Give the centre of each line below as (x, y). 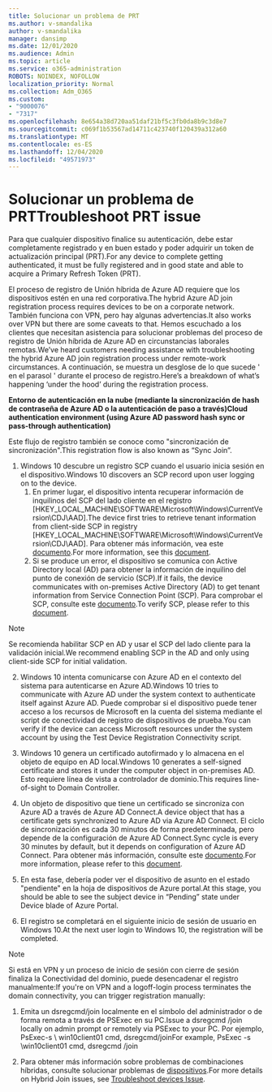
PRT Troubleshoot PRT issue (105, 217)
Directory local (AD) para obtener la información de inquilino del (139, 570)
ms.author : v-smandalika (50, 24)
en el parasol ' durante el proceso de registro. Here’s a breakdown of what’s (134, 376)
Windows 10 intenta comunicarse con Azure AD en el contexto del (131, 677)
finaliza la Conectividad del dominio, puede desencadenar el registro (123, 978)
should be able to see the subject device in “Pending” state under (130, 897)
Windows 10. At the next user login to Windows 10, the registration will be (142, 930)
